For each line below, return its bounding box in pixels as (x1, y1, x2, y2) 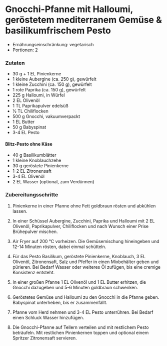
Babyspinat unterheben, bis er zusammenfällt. (12, 299, 107, 305)
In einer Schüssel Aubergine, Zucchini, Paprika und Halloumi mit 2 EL (12, 217, 155, 224)
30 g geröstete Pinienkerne (12, 163, 69, 169)
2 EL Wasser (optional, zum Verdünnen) (12, 179, 94, 185)
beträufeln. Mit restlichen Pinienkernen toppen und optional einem (12, 329, 149, 335)
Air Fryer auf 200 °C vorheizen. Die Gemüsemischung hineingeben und (12, 238, 159, 244)
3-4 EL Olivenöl (12, 173, 45, 179)
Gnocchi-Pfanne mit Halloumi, (5, 4, 133, 15)
